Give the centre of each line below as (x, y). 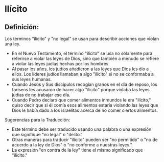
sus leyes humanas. (32, 79)
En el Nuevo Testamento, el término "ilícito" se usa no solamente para (82, 53)
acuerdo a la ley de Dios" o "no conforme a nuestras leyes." (72, 145)
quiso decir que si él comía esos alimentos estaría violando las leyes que (85, 105)
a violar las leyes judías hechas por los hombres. (60, 64)
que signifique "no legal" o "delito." (47, 134)
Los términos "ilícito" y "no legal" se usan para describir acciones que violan (82, 39)
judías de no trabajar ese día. (41, 95)
